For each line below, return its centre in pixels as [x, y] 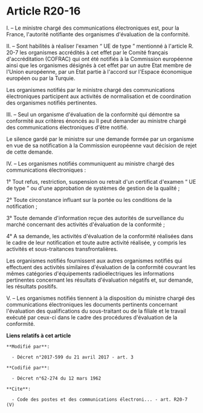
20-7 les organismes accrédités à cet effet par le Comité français [87, 52]
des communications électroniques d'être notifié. [67, 127]
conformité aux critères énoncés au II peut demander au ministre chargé [96, 121]
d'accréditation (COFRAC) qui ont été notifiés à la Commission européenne [100, 59]
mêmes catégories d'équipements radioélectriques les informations [90, 273]
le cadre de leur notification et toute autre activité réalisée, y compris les [96, 242]
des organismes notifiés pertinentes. [52, 102]
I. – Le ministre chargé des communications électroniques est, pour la [93, 28]
